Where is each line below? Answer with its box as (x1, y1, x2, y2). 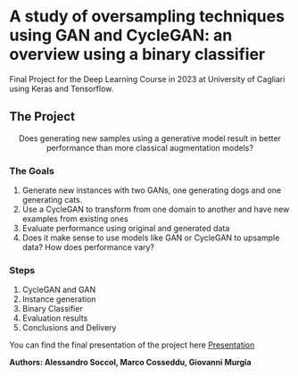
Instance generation (21, 294, 96, 305)
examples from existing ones (21, 213, 128, 224)
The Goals (9, 164, 55, 177)
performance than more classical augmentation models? (46, 142, 254, 153)
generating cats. (21, 195, 83, 205)
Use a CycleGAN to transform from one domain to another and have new (21, 204, 290, 215)
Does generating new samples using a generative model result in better (19, 132, 281, 144)
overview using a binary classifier (9, 45, 266, 64)
